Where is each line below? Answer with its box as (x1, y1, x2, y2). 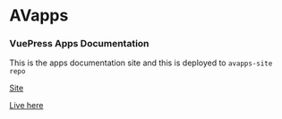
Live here (9, 100, 44, 111)
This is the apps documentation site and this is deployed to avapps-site (9, 57, 273, 68)
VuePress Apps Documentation (9, 38, 150, 50)
